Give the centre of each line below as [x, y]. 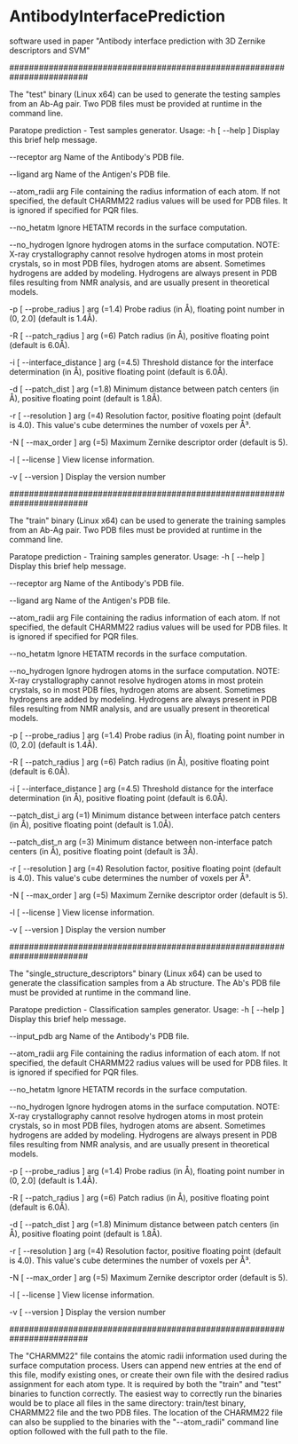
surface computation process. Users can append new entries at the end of [145, 1365]
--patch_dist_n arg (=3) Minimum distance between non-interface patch [141, 842]
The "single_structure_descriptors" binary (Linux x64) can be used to [136, 973]
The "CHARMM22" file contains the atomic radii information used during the [148, 1355]
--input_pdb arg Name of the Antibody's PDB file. [99, 1035]
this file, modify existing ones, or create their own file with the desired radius [149, 1375]
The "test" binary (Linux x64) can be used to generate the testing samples [145, 94]
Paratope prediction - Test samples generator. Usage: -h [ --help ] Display [145, 130]
